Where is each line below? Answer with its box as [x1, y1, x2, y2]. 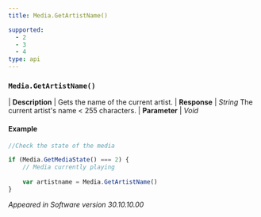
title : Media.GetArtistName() [8, 11, 109, 20]
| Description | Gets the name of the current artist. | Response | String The [8, 97, 253, 107]
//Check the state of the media [8, 142, 115, 150]
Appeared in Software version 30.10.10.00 [8, 200, 144, 209]
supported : [8, 25, 44, 34]
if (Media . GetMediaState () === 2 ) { [8, 156, 129, 164]
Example [8, 124, 38, 133]
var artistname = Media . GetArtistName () [22, 178, 158, 186]
